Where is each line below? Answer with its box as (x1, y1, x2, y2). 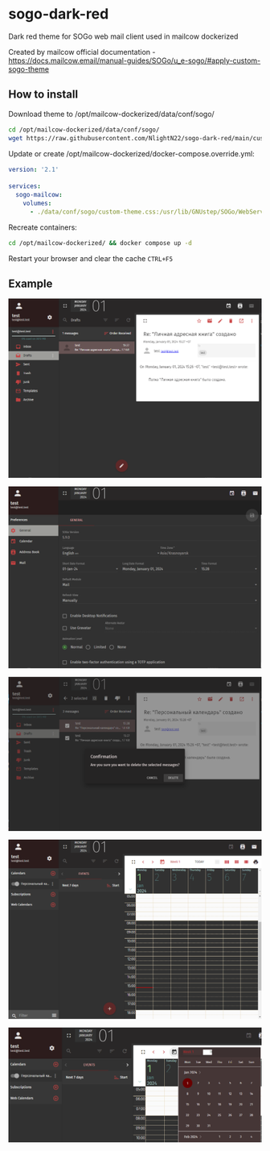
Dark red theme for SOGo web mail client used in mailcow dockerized (8, 31, 239, 41)
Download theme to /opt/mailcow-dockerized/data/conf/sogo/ (8, 109, 215, 118)
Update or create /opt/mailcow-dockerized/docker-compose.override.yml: (8, 148, 255, 158)
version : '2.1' (8, 165, 59, 173)
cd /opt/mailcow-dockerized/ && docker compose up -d (8, 239, 193, 247)
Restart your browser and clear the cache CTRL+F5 (8, 253, 174, 263)
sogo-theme (8, 64, 50, 73)
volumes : (22, 199, 52, 207)
